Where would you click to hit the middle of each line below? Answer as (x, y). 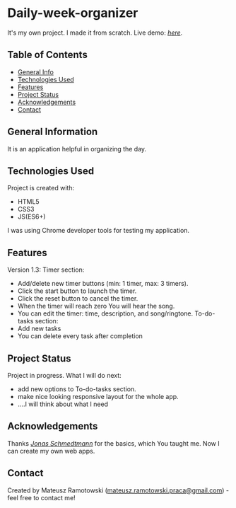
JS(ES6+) (31, 217)
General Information (53, 132)
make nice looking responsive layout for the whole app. (98, 397)
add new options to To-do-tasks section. (77, 389)
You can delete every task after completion (80, 336)
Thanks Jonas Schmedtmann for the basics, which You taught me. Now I (114, 443)
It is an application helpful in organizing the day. (77, 149)
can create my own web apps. (51, 451)
